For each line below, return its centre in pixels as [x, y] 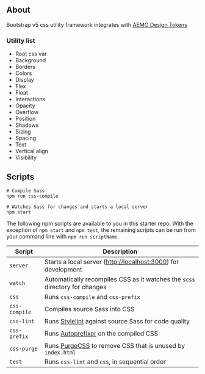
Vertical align [32, 151]
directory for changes [76, 287]
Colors [23, 73]
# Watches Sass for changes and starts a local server [77, 207]
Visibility [26, 157]
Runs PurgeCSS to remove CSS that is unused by [115, 345]
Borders [25, 67]
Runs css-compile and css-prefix [92, 297]
